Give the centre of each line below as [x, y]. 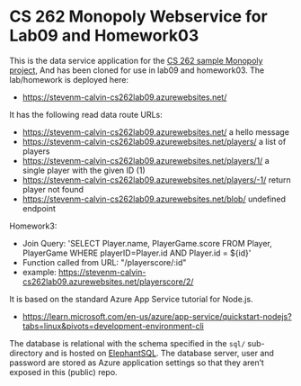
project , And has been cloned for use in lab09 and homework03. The [137, 70]
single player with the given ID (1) [84, 170]
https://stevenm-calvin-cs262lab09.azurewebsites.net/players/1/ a [146, 160]
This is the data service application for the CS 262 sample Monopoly [136, 60]
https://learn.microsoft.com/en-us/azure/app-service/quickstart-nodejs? [157, 316]
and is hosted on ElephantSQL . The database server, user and [159, 353]
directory [26, 353]
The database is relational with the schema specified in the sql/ [127, 343]
